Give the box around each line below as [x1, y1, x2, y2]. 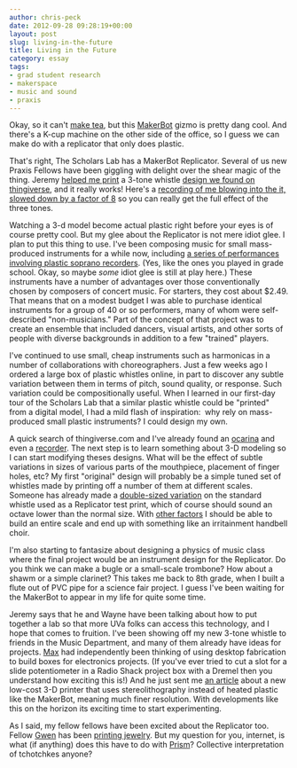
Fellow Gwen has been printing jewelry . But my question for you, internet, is [9, 730, 285, 741]
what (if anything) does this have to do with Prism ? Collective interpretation [9, 740, 285, 750]
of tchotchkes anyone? [9, 748, 93, 759]
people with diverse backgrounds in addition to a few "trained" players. [9, 333, 270, 344]
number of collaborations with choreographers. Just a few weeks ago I [9, 360, 268, 371]
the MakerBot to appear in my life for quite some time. [9, 592, 207, 603]
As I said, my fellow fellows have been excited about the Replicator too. [9, 720, 270, 732]
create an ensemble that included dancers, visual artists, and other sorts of [9, 324, 284, 334]
